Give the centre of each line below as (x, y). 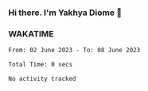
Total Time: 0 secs (41, 65)
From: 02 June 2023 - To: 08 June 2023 (74, 51)
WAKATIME (31, 33)
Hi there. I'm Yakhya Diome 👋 (65, 13)
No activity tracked (43, 78)
